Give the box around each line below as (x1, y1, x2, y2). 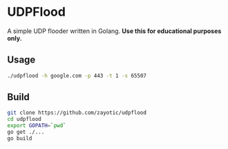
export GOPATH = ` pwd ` (7, 122, 67, 129)
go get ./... (7, 128, 45, 136)
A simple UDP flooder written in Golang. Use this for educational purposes (7, 27, 222, 35)
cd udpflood (7, 116, 41, 123)
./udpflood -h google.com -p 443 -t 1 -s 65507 (7, 72, 147, 79)
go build (7, 135, 32, 141)
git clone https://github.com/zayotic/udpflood (7, 109, 147, 117)
